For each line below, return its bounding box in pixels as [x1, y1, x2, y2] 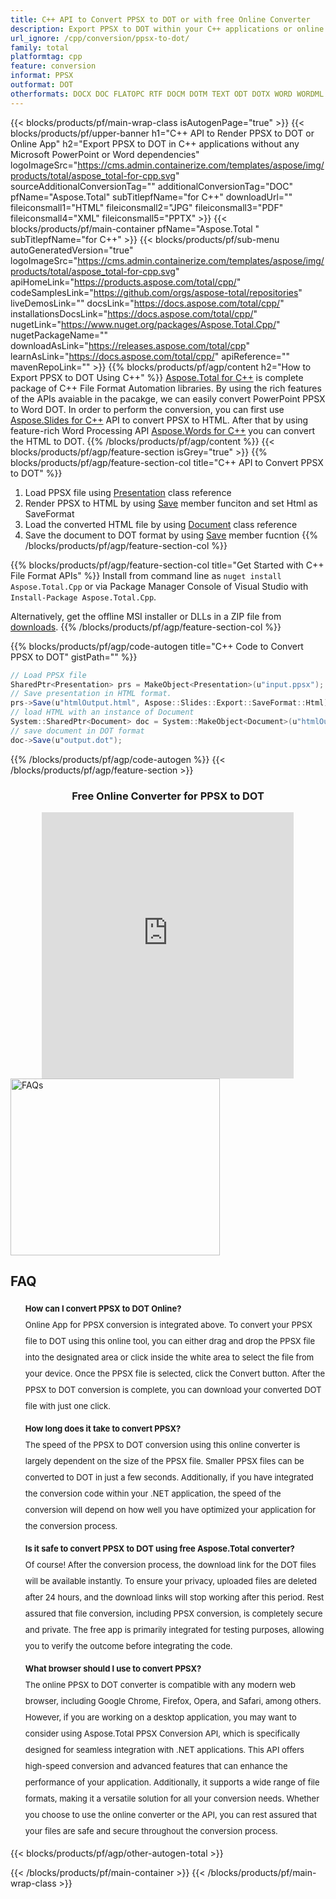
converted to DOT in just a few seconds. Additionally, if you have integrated [24, 1471, 314, 1483]
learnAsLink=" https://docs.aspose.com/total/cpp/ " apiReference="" [10, 350, 290, 362]
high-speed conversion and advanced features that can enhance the [24, 1760, 288, 1771]
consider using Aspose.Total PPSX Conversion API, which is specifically [24, 1727, 301, 1739]
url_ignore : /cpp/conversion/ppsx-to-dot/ [10, 33, 190, 43]
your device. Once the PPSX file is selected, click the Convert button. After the [24, 1367, 326, 1379]
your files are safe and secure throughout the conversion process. [24, 1825, 278, 1836]
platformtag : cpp [10, 52, 83, 62]
